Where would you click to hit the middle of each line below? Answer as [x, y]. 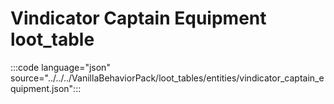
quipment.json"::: [46, 88]
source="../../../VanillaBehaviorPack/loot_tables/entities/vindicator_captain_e [167, 78]
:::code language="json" [60, 67]
